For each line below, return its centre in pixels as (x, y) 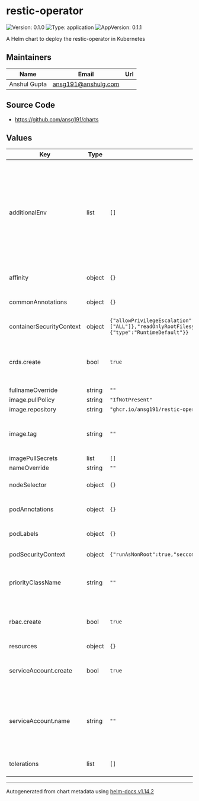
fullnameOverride (33, 390)
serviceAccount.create (41, 671)
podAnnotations (31, 509)
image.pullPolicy (32, 400)
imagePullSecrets (33, 458)
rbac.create (25, 622)
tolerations (24, 764)
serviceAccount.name (39, 721)
